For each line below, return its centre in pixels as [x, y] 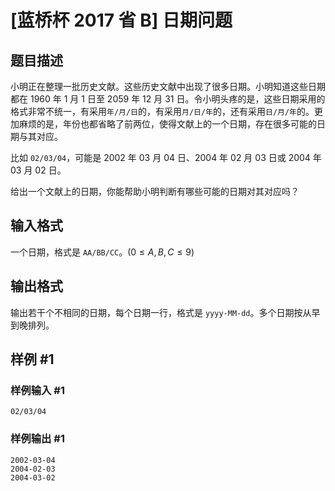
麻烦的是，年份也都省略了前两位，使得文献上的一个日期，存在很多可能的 [167, 124]
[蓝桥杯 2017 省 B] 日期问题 [121, 20]
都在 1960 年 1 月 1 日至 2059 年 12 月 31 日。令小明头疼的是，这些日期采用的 [168, 99]
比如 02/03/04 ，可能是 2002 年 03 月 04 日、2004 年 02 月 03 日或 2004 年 [166, 157]
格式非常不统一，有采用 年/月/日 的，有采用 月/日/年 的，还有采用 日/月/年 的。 [162, 111]
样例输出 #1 [37, 439]
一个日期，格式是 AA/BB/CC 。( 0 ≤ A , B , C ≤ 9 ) [102, 252]
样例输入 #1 [37, 390]
